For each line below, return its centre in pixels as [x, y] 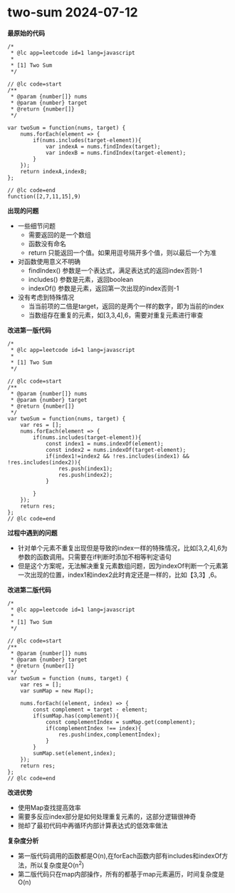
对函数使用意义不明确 [49, 261]
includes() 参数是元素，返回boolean [81, 279]
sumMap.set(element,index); [74, 753]
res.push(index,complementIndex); [109, 735]
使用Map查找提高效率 [49, 807]
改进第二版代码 [29, 590]
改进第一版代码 [29, 330]
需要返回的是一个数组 [59, 234]
